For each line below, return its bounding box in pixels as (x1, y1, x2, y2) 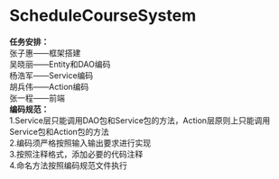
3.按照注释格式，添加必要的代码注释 (9, 148, 144, 159)
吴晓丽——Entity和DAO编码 (9, 58, 111, 69)
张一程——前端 (9, 92, 65, 103)
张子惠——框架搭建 (9, 47, 81, 58)
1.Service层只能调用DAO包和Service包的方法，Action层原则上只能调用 (9, 114, 271, 126)
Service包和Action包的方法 (9, 126, 110, 137)
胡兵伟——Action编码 (9, 81, 89, 92)
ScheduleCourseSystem (9, 5, 197, 26)
